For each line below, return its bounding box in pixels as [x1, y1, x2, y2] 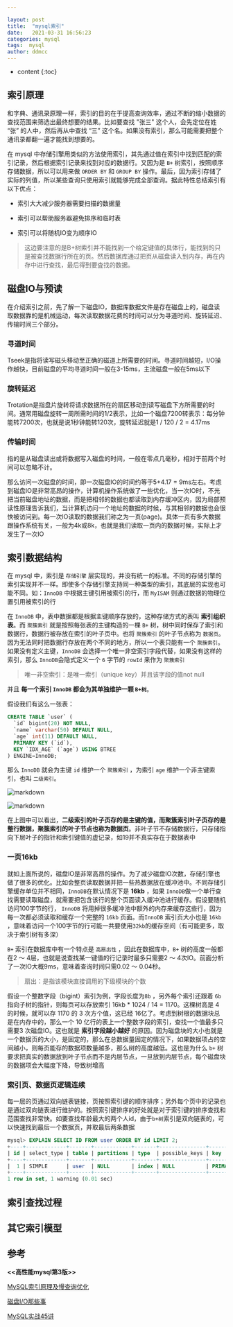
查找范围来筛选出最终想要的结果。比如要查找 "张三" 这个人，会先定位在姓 [7, 117, 217, 125]
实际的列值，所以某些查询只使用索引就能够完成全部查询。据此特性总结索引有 [7, 175, 226, 184]
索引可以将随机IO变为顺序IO [17, 228, 97, 236]
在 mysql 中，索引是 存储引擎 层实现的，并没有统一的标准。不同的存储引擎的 [7, 571, 222, 580]
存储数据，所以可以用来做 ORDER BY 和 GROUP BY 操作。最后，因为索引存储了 [7, 167, 222, 175]
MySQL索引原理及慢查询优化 [7, 1282, 89, 1290]
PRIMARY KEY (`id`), [13, 739, 73, 746]
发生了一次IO [7, 530, 44, 538]
